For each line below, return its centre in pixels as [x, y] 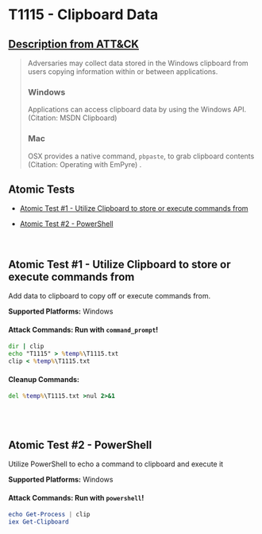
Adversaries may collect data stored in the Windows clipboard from [138, 63]
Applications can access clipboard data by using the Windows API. [137, 110]
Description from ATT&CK [73, 44]
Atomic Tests [42, 189]
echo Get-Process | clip [49, 515]
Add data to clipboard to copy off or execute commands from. [110, 296]
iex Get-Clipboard [39, 522]
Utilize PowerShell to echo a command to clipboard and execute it [116, 464]
